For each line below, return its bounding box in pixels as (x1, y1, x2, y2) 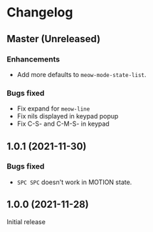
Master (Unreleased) (6, 33, 101, 45)
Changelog (6, 4, 73, 21)
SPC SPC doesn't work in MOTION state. (16, 178, 132, 186)
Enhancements (6, 54, 60, 64)
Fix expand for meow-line (16, 104, 90, 113)
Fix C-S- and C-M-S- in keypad (16, 119, 110, 128)
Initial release (6, 217, 46, 226)
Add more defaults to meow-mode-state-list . (16, 70, 147, 79)
